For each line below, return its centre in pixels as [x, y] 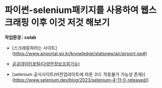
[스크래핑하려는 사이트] [34, 48]
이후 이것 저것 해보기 [70, 23]
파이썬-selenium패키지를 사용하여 [71, 10]
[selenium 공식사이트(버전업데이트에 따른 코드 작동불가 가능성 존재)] [78, 74]
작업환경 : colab [20, 37]
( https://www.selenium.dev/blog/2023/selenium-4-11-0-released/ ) [80, 80]
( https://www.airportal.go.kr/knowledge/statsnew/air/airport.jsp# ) [79, 53]
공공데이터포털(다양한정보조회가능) [46, 64]
